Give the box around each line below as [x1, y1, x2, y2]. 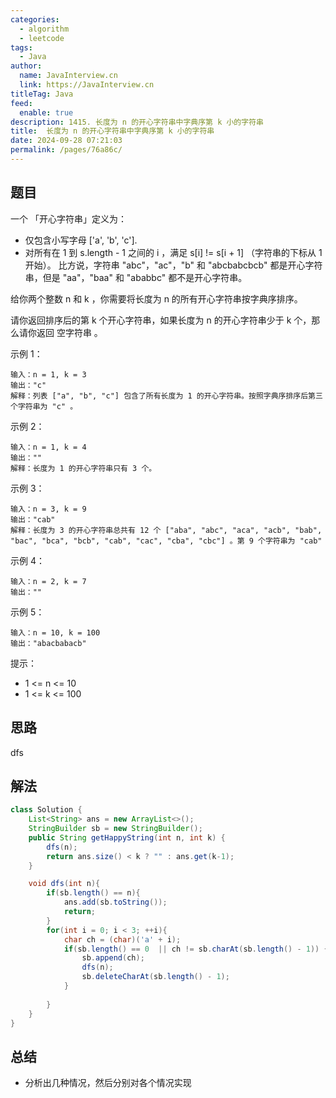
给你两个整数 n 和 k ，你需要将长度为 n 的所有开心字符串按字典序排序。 [10, 292, 303, 305]
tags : [10, 42, 33, 53]
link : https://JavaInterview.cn [19, 80, 155, 90]
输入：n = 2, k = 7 [10, 576, 87, 586]
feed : [10, 98, 33, 108]
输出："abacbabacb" [10, 638, 87, 648]
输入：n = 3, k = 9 [10, 504, 87, 514]
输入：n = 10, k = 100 [10, 627, 101, 638]
